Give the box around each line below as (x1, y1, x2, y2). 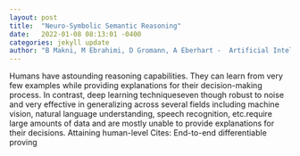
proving (9, 137, 37, 148)
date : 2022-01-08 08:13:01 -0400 (9, 29, 142, 38)
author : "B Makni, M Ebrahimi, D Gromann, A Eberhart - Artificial (9, 46, 270, 55)
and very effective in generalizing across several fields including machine (9, 99, 279, 110)
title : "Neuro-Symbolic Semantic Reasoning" (9, 21, 181, 30)
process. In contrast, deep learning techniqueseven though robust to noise (9, 90, 284, 101)
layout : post (9, 12, 58, 22)
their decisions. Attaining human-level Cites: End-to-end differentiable (9, 127, 268, 138)
